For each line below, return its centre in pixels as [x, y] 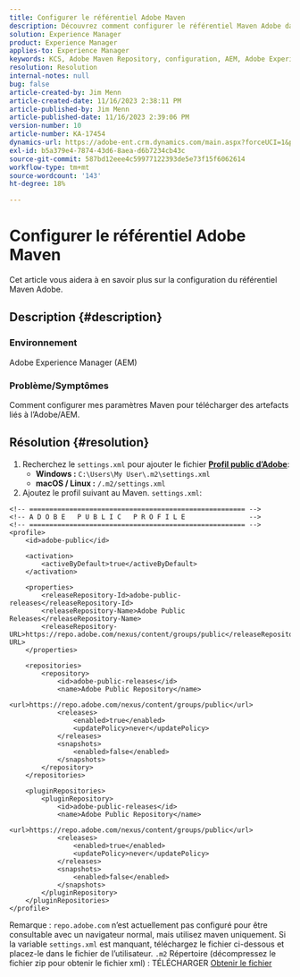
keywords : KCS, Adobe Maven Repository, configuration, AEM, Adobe [137, 59]
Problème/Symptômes [59, 386]
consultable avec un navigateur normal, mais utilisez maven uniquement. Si [148, 934]
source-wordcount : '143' [55, 175]
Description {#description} [86, 317]
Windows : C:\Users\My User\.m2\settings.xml [123, 473]
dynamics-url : [36, 142]
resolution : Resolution [54, 68]
